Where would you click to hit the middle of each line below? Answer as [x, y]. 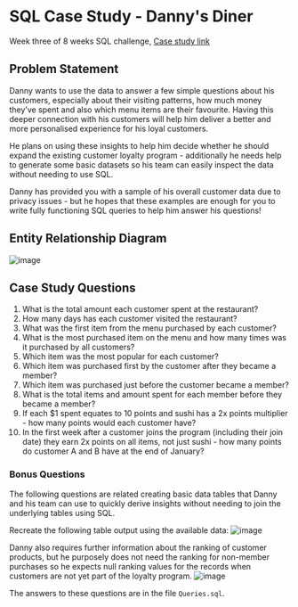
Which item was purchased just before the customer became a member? [155, 385]
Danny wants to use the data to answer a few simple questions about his [142, 90]
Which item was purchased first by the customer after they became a [149, 366]
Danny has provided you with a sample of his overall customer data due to [145, 191]
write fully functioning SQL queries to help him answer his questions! [135, 210]
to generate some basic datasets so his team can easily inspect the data [141, 164]
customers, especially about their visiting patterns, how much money [136, 100]
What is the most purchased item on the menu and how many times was [154, 338]
